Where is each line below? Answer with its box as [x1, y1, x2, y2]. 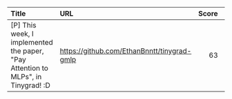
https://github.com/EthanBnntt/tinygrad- [59, 46, 192, 56]
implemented [10, 38, 53, 47]
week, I [10, 29, 35, 38]
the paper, [10, 46, 44, 56]
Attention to [10, 63, 48, 73]
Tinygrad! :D [10, 80, 50, 90]
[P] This [10, 21, 37, 30]
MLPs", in [10, 72, 42, 81]
